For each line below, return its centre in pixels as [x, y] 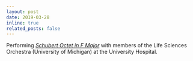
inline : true [23, 23]
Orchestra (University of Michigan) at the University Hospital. [82, 52]
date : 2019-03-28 [28, 17]
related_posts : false [33, 28]
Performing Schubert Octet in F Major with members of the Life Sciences [97, 45]
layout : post [23, 12]
